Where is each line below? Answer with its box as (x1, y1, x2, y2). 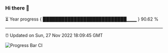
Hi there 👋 (5, 4, 30, 11)
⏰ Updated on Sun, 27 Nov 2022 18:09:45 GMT (5, 32, 103, 38)
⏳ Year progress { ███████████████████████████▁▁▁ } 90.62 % (5, 16, 159, 22)
